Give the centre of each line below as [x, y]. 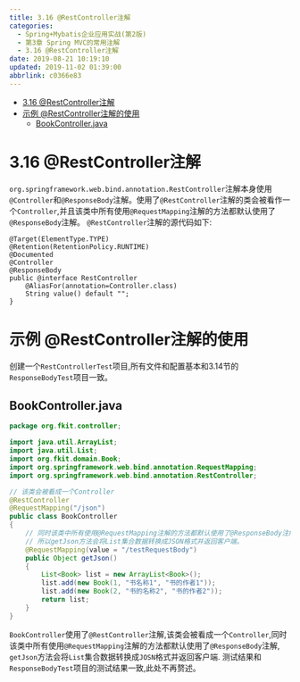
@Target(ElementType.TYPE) [59, 239]
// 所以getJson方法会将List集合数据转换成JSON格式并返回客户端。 [134, 541]
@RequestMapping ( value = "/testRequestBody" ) [112, 550]
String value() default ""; [77, 294]
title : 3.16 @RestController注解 [70, 17]
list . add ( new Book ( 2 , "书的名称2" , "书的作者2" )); [132, 591]
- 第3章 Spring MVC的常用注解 [69, 42]
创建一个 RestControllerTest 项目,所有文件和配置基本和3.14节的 [124, 366]
